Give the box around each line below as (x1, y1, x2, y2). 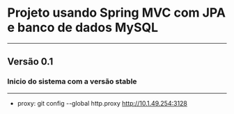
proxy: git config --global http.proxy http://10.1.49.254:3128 (17, 99, 188, 107)
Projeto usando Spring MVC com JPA (7, 5, 226, 21)
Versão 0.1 (7, 56, 54, 67)
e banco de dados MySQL (7, 19, 159, 35)
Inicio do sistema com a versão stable (7, 76, 137, 86)
